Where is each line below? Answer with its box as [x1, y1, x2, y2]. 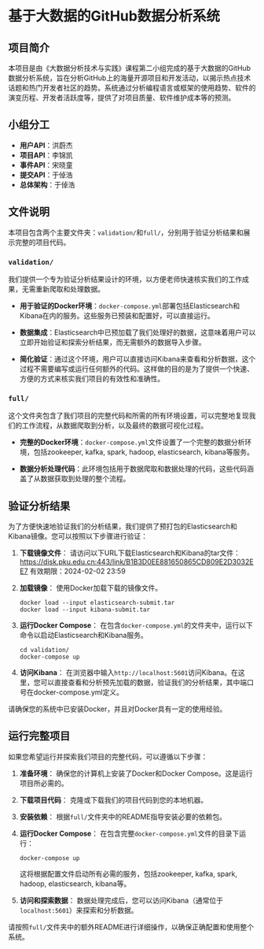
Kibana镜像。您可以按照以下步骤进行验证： [8, 532, 148, 541]
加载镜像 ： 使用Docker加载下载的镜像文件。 [19, 584, 163, 593]
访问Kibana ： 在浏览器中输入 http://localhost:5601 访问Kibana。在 [19, 668, 238, 677]
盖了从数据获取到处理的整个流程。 [19, 474, 130, 484]
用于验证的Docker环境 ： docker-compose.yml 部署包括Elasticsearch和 [19, 301, 240, 310]
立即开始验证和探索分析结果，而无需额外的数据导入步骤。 [19, 337, 206, 347]
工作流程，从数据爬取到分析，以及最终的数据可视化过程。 [21, 421, 208, 430]
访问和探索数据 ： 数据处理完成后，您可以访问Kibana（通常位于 [19, 895, 224, 905]
